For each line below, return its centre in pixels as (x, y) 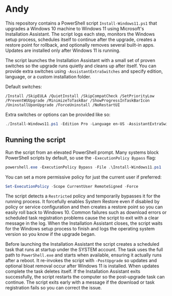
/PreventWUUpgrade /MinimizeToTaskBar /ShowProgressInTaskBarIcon (78, 101)
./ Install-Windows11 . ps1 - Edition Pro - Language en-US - (67, 124)
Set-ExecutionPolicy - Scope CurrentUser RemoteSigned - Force (72, 186)
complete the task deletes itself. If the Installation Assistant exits (73, 271)
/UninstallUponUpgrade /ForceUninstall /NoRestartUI (63, 105)
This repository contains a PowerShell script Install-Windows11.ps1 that (81, 23)
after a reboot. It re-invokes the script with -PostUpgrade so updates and (81, 261)
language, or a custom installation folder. (48, 76)
